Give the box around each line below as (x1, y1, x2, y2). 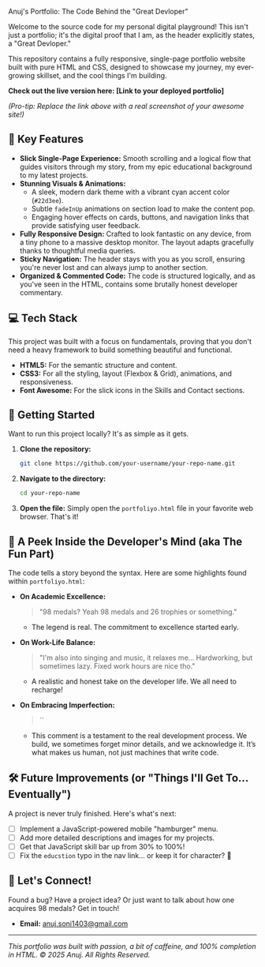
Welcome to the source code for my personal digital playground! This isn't (8, 22, 248, 31)
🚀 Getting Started (8, 408, 95, 422)
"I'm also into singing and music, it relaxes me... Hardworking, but (39, 653, 253, 662)
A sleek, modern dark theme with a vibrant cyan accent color (31, 187, 230, 197)
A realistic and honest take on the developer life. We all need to (31, 677, 237, 686)
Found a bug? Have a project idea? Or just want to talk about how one (8, 895, 235, 905)
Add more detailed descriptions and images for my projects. (19, 833, 215, 842)
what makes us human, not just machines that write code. (31, 748, 219, 757)
